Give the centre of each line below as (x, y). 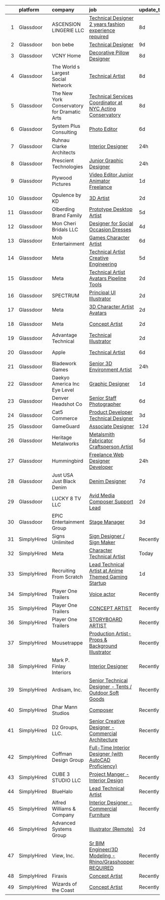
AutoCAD (100, 760)
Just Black (64, 481)
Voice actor (102, 594)
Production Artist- (110, 634)
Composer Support (111, 502)
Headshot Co (67, 404)
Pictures (61, 184)
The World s (66, 67)
